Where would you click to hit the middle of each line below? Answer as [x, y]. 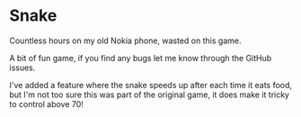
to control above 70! [46, 103]
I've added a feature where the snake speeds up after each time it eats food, [151, 85]
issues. [22, 67]
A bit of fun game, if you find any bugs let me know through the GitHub [141, 58]
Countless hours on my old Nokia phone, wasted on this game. [125, 40]
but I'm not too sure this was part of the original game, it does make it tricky [150, 94]
